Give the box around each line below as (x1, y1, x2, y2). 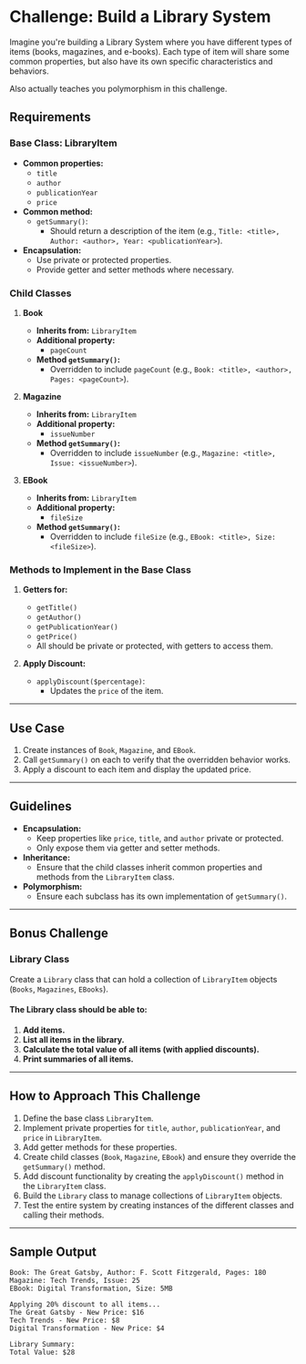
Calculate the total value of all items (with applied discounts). (22, 1043, 260, 1054)
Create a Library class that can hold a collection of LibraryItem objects (9, 973, 278, 984)
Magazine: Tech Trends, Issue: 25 (9, 1277, 141, 1286)
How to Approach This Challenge (9, 1088, 201, 1104)
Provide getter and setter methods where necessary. (36, 264, 234, 275)
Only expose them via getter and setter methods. (36, 842, 220, 853)
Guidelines (9, 799, 72, 814)
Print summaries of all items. (22, 1054, 134, 1064)
